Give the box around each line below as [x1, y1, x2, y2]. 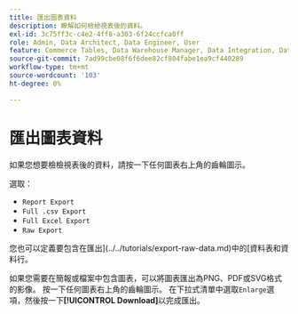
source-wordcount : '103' [9, 71, 101, 80]
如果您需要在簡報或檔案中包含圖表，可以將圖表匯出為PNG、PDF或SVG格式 [9, 272, 282, 283]
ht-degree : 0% [9, 79, 62, 88]
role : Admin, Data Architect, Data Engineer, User [9, 37, 200, 47]
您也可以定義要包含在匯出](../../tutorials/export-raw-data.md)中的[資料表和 [9, 242, 281, 254]
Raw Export [21, 226, 63, 235]
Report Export [21, 197, 74, 206]
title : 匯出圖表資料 [9, 12, 77, 22]
